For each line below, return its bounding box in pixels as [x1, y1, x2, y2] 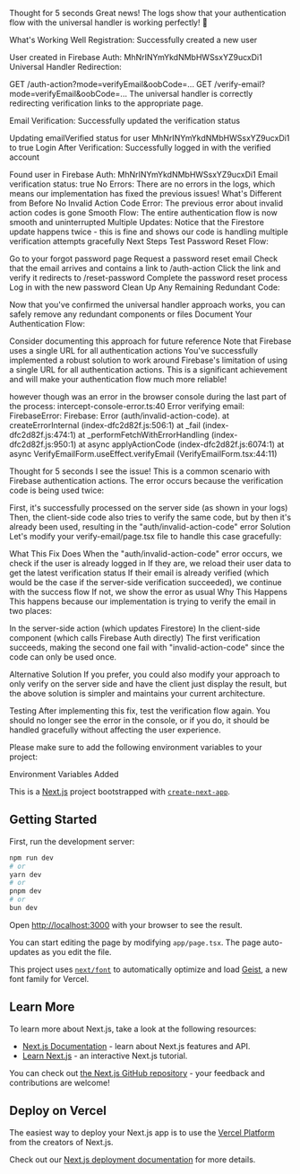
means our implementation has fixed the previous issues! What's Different [9, 188, 282, 198]
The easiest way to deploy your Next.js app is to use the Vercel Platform [9, 1126, 276, 1138]
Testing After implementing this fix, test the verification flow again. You [9, 705, 270, 716]
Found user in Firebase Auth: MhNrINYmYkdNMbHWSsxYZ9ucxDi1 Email [9, 170, 279, 180]
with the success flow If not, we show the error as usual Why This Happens [9, 587, 288, 597]
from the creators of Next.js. [9, 1136, 114, 1147]
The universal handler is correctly [129, 89, 253, 99]
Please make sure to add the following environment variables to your [9, 742, 262, 752]
